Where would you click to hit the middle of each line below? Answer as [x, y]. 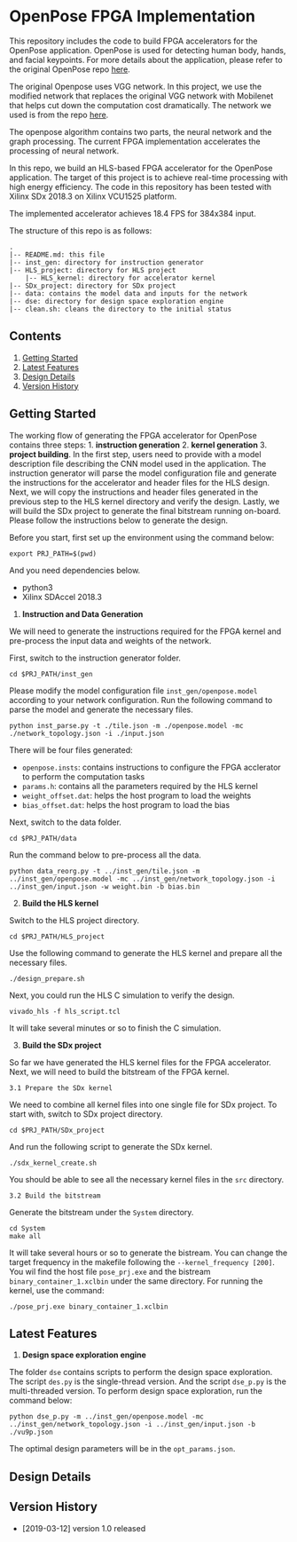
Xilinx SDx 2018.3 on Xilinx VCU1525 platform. [93, 196]
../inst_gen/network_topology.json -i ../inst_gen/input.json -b [132, 1425]
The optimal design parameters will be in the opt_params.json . [122, 1449]
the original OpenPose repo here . [70, 69]
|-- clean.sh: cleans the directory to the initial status [121, 309]
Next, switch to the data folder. [66, 822]
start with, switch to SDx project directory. [86, 1114]
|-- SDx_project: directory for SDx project [93, 286]
